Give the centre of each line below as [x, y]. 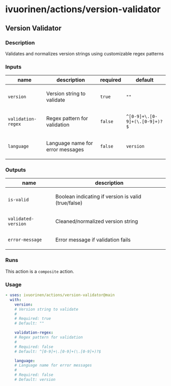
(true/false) [69, 203]
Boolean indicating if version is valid [98, 197]
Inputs [13, 67]
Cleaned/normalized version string [97, 221]
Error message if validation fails [93, 240]
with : [16, 300]
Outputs [16, 170]
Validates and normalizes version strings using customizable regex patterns [84, 53]
